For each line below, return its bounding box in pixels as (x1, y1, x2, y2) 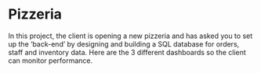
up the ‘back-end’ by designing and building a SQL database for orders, (8, 39, 240, 48)
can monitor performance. (8, 56, 93, 65)
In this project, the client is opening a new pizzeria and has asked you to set (8, 31, 253, 40)
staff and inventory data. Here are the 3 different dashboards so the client (8, 47, 247, 57)
